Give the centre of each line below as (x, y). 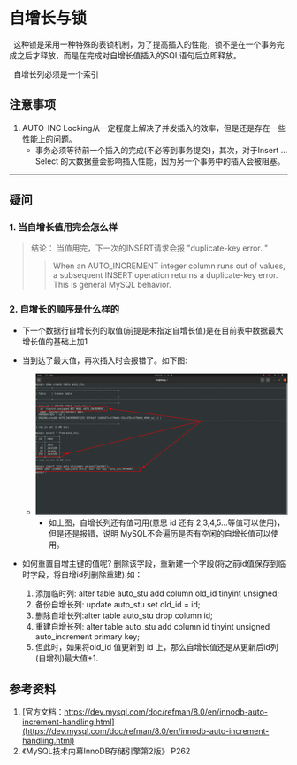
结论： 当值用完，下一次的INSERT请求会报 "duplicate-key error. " (149, 248)
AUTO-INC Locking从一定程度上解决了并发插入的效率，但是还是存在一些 (154, 127)
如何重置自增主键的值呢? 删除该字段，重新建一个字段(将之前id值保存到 (150, 564)
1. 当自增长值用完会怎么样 (63, 228)
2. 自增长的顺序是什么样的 (65, 309)
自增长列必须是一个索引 (56, 74)
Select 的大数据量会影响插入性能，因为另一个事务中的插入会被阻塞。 (160, 161)
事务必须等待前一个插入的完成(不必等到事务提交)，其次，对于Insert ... (161, 150)
